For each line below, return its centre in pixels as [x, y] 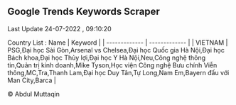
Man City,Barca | [32, 80]
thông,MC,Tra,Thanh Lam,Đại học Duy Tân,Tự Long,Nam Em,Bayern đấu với [118, 72]
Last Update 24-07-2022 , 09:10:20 [59, 28]
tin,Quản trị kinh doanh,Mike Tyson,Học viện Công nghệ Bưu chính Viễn [112, 65]
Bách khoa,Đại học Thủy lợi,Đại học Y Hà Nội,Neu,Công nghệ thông [107, 57]
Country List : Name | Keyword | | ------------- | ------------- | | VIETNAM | [118, 43]
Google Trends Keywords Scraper [84, 12]
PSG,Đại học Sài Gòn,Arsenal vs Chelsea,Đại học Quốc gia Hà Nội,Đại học [116, 50]
